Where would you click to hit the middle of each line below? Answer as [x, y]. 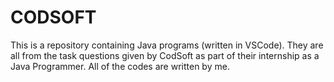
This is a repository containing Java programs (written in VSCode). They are [167, 45]
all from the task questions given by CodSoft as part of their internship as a [165, 55]
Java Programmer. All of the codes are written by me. [120, 66]
